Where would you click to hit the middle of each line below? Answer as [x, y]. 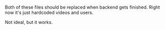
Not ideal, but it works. [29, 22]
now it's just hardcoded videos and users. [49, 12]
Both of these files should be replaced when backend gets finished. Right [82, 7]
